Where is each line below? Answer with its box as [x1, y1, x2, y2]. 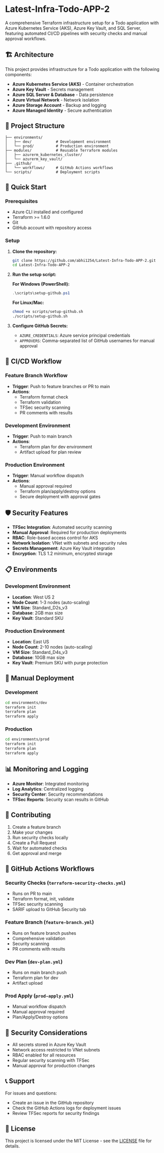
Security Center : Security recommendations [12, 791, 103, 797]
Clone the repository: [12, 249, 57, 254]
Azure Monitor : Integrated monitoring [12, 781, 89, 787]
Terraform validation [19, 399, 61, 405]
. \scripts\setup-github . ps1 [12, 291, 70, 296]
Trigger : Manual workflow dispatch [12, 473, 84, 479]
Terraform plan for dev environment [19, 444, 93, 450]
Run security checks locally [12, 834, 68, 840]
